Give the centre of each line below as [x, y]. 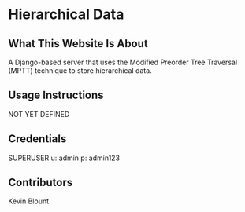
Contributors [41, 183]
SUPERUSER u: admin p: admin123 [64, 158]
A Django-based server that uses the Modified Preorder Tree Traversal [123, 62]
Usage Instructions [56, 95]
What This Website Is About [78, 44]
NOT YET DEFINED [39, 114]
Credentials [37, 139]
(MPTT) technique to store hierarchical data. [80, 71]
